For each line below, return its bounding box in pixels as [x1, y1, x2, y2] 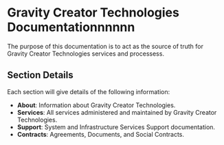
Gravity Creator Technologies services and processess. [7, 49, 165, 58]
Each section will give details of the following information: [7, 87, 170, 96]
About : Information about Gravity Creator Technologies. [16, 101, 176, 109]
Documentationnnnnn [7, 19, 135, 35]
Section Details [7, 69, 74, 81]
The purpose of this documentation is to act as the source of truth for [7, 42, 204, 50]
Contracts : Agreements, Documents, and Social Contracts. [16, 130, 184, 138]
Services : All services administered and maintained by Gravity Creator [16, 108, 217, 116]
